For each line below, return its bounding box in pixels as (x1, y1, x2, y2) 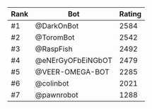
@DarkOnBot (35, 21, 79, 30)
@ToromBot (35, 33, 75, 42)
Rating (119, 9, 142, 18)
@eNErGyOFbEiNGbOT (35, 56, 113, 65)
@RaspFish (35, 44, 73, 54)
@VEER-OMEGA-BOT (35, 67, 110, 76)
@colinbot (35, 79, 69, 88)
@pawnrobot (35, 90, 78, 100)
